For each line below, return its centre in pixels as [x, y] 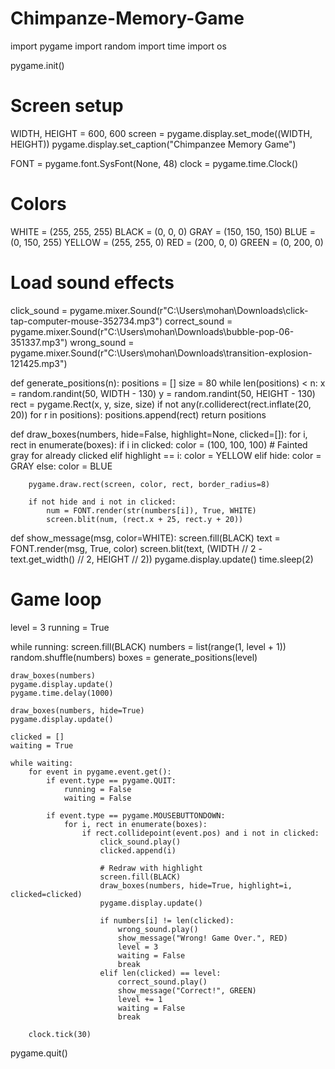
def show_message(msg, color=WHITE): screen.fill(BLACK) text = [145, 538]
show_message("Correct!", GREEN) [187, 990]
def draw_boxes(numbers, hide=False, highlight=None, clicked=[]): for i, [159, 434]
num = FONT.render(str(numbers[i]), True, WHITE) [151, 510]
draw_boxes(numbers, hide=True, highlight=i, [196, 885]
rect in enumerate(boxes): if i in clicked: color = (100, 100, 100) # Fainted [159, 444]
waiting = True [42, 745]
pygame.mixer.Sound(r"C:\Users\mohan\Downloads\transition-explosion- [161, 353]
